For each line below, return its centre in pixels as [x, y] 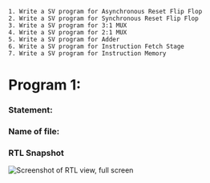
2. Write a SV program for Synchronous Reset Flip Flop [103, 18]
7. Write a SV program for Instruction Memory [87, 54]
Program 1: [45, 85]
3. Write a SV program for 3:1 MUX [68, 26]
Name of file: [34, 132]
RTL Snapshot [36, 153]
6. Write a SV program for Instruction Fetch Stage [96, 46]
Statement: [31, 110]
